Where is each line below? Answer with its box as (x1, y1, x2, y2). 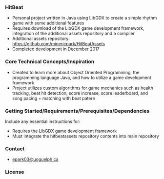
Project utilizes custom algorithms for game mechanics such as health (12, 85, 154, 91)
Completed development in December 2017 (12, 46, 100, 52)
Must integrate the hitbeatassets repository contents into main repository (12, 133, 160, 139)
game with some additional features (12, 20, 84, 26)
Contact (5, 145, 25, 152)
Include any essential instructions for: (5, 119, 81, 124)
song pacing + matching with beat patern (12, 95, 96, 101)
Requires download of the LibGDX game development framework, (12, 25, 145, 31)
